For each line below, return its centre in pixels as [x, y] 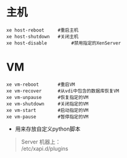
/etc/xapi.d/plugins [44, 148]
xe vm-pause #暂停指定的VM [47, 117]
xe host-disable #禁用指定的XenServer [63, 43]
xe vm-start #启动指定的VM [47, 110]
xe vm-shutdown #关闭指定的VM [47, 104]
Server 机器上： [41, 142]
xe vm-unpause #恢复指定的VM [47, 97]
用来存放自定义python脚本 [47, 129]
